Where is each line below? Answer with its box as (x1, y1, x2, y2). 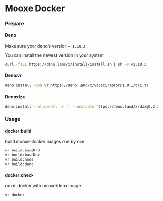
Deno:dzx (5, 93, 25, 100)
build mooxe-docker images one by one (5, 139, 85, 145)
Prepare (5, 20, 24, 27)
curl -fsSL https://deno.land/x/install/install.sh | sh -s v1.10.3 (5, 62, 147, 67)
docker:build (5, 128, 32, 134)
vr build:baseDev (5, 152, 40, 158)
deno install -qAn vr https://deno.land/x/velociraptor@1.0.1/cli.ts (5, 83, 149, 88)
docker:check (5, 172, 34, 178)
